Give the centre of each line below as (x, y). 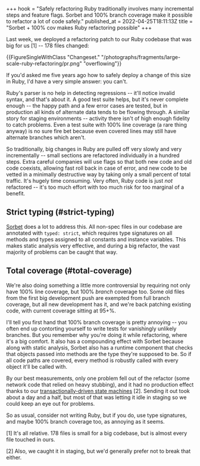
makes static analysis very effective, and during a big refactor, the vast (93, 246)
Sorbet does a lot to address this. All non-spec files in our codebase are (94, 226)
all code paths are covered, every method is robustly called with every (92, 360)
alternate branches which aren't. (46, 137)
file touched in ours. (31, 439)
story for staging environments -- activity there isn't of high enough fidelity (98, 118)
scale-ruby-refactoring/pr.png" (44, 63)
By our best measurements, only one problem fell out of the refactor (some (98, 378)
